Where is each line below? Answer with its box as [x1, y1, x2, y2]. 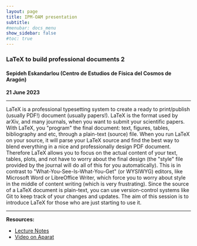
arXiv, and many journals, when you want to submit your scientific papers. [6, 118, 185, 125]
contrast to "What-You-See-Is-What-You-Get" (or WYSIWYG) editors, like [6, 168, 183, 175]
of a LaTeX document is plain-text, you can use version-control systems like [6, 187, 189, 194]
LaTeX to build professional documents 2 [6, 55, 125, 63]
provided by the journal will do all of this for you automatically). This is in [6, 162, 181, 169]
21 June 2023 [6, 89, 40, 96]
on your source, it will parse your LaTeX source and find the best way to [6, 137, 180, 144]
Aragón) [6, 76, 27, 83]
